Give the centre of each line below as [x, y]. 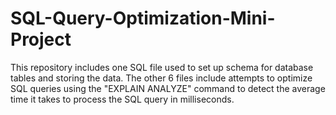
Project [41, 39]
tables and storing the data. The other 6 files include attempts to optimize [161, 78]
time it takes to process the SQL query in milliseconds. [122, 99]
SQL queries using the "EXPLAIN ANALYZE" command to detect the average [168, 88]
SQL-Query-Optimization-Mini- [143, 18]
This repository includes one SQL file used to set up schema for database [162, 67]
